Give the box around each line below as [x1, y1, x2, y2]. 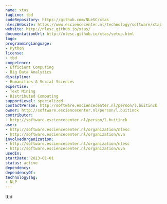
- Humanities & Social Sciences [5, 79, 75, 84]
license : [5, 50, 24, 55]
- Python [5, 46, 24, 51]
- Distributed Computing [5, 94, 59, 99]
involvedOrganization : [5, 137, 54, 142]
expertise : [5, 84, 29, 89]
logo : [5, 36, 17, 42]
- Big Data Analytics [5, 70, 52, 75]
